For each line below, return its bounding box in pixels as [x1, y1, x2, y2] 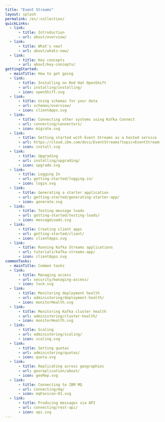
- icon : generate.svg [18, 199, 63, 204]
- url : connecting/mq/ [18, 387, 65, 392]
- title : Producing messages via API [18, 400, 96, 406]
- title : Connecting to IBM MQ [18, 382, 82, 387]
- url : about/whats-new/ [18, 48, 69, 53]
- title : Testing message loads [18, 209, 84, 213]
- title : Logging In [18, 172, 60, 177]
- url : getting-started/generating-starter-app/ [18, 195, 120, 200]
